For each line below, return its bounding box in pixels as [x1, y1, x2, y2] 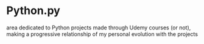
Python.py [6, 4, 61, 18]
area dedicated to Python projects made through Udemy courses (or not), [6, 24, 191, 31]
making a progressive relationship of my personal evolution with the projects [6, 30, 198, 37]
